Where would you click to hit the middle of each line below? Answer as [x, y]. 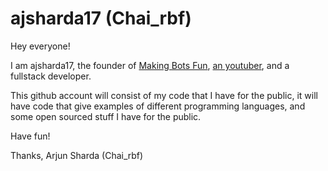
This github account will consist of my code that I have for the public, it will [164, 95]
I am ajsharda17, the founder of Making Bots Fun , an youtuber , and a [150, 65]
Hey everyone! [40, 46]
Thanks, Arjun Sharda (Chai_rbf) [77, 155]
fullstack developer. [51, 76]
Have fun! [30, 136]
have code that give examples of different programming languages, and [158, 106]
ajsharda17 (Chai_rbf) [101, 18]
